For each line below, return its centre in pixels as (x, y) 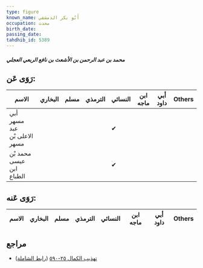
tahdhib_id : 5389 (28, 40)
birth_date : (21, 29)
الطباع (17, 176)
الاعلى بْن (21, 136)
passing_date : (24, 35)
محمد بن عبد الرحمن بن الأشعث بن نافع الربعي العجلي (66, 59)
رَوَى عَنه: (21, 198)
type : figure (23, 12)
